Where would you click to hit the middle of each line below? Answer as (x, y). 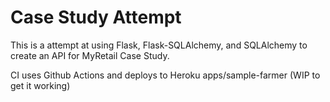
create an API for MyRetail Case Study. (90, 55)
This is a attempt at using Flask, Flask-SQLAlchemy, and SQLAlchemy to (159, 45)
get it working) (40, 85)
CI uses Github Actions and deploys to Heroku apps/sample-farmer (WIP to (165, 75)
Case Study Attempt (96, 17)
